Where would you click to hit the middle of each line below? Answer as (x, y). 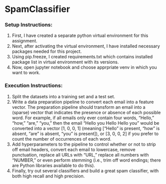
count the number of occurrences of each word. (61, 139)
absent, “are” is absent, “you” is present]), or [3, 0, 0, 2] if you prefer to (85, 134)
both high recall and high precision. (48, 176)
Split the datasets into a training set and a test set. (63, 96)
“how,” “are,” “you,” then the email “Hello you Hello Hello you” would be (85, 123)
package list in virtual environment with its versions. (65, 62)
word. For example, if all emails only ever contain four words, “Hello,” (83, 118)
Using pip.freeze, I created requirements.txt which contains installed (82, 57)
